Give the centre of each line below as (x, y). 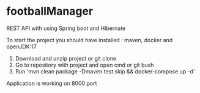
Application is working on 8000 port (52, 83)
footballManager (50, 11)
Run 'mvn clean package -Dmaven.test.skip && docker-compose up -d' (105, 71)
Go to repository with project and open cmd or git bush (84, 65)
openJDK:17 (21, 46)
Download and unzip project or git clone (66, 58)
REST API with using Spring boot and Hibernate (66, 28)
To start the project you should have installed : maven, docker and (90, 40)
